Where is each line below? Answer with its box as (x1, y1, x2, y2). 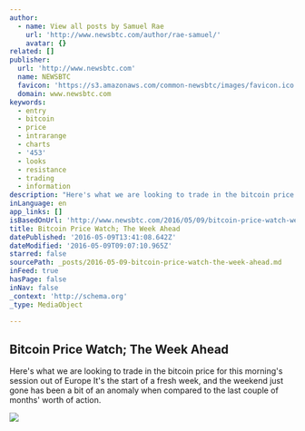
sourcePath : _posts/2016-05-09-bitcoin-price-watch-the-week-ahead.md (9, 258, 282, 268)
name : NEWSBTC (17, 73, 71, 82)
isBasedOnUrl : (9, 215, 64, 225)
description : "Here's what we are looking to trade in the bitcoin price (9, 191, 295, 200)
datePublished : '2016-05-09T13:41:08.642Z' (9, 232, 177, 241)
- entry (17, 106, 47, 115)
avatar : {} (25, 38, 67, 48)
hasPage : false (9, 275, 67, 284)
